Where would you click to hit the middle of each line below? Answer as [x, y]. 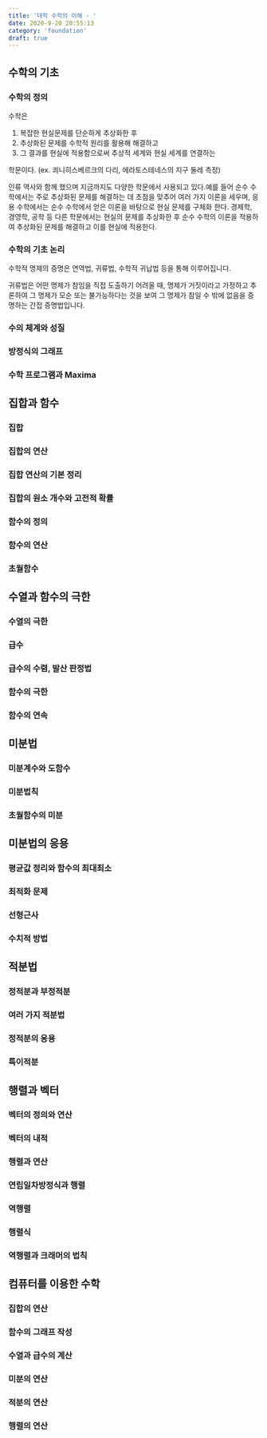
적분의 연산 [28, 1402]
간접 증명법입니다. [57, 305]
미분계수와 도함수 [39, 769]
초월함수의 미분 [36, 815]
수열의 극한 [28, 622]
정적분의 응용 [32, 1039]
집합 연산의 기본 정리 [45, 475]
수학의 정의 [28, 97]
